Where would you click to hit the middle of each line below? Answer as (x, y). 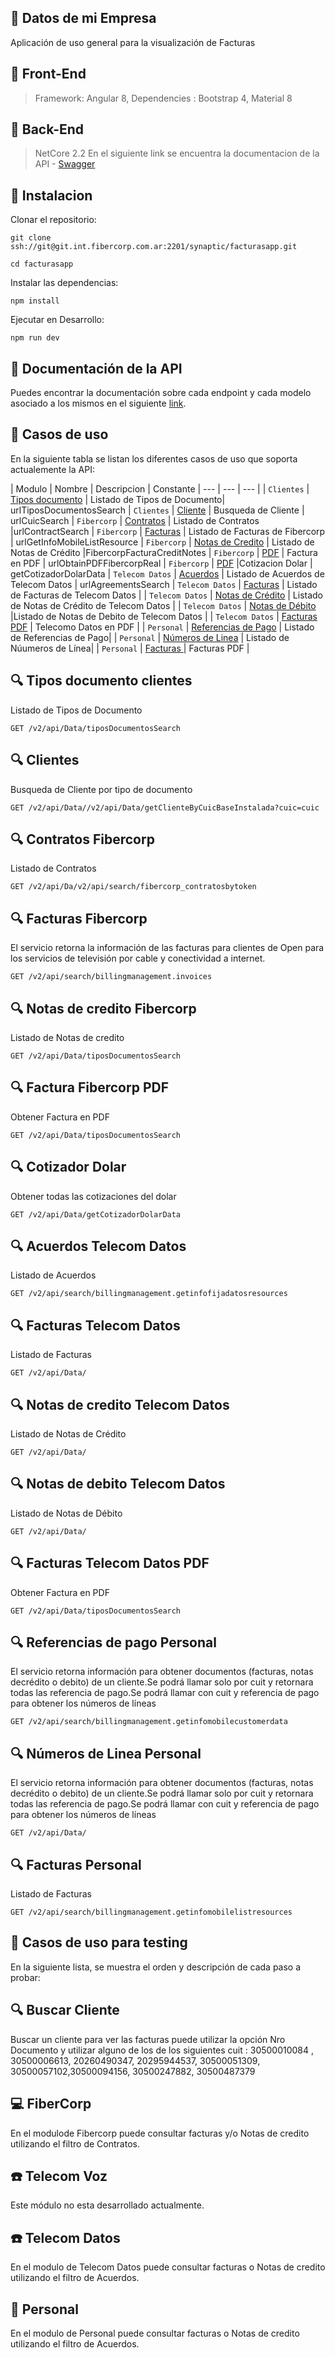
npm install (35, 301)
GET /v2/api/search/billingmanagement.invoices (111, 977)
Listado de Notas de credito (67, 1037)
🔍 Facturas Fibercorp (79, 918)
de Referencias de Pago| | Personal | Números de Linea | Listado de (150, 637)
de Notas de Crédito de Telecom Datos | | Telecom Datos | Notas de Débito (163, 605)
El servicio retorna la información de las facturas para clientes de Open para (167, 948)
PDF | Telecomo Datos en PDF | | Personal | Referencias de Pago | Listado (162, 627)
